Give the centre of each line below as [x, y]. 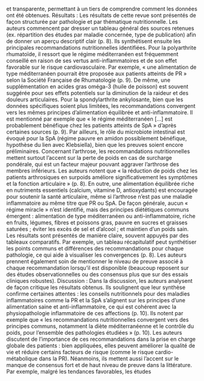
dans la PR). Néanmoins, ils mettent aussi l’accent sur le [109, 358]
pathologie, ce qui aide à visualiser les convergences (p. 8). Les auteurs [97, 255]
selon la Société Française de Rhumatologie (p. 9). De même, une [88, 80]
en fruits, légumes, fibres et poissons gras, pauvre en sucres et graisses [97, 223]
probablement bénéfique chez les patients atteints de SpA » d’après [91, 125]
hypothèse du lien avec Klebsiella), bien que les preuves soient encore [95, 145]
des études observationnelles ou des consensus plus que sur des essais [97, 274]
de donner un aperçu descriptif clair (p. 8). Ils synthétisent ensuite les [94, 41]
